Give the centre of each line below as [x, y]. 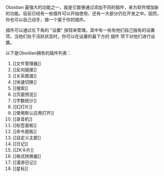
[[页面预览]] [25, 94]
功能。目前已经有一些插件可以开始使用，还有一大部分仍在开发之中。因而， [85, 13]
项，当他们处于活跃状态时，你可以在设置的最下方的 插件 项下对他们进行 [78, 36]
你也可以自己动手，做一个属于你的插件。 [47, 20]
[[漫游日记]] [25, 162]
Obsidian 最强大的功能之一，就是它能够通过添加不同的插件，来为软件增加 [80, 7]
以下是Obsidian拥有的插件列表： [39, 53]
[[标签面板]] [25, 125]
